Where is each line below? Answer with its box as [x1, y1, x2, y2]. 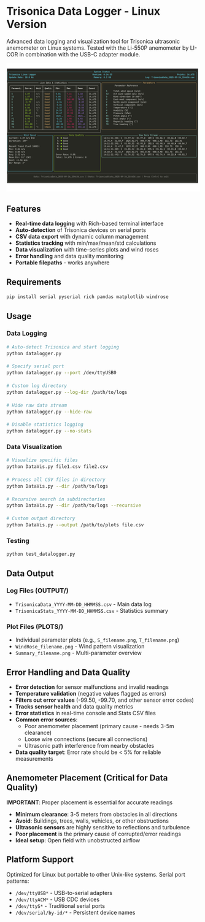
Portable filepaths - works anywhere [15, 259, 110, 266]
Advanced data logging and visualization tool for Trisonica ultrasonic [6, 37, 180, 45]
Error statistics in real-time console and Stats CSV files [15, 709, 157, 716]
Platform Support [6, 855, 74, 865]
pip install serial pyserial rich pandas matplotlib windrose [6, 294, 169, 300]
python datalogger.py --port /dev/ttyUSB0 [6, 370, 117, 376]
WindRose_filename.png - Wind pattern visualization [15, 643, 145, 650]
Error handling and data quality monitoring [15, 253, 124, 260]
